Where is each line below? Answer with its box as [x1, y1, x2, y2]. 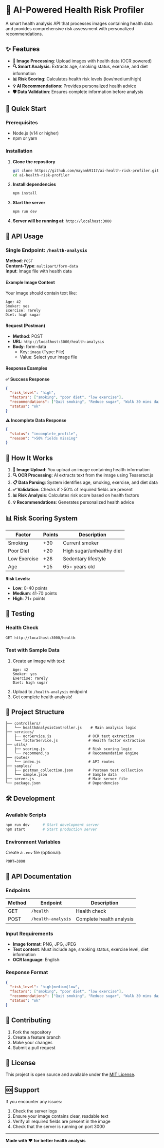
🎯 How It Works [5, 454, 53, 462]
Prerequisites [5, 119, 38, 126]
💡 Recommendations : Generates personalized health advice [12, 499, 134, 505]
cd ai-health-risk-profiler [12, 172, 70, 177]
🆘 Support [5, 1086, 39, 1094]
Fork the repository [12, 1029, 52, 1035]
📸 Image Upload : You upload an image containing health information [12, 467, 150, 473]
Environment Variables [5, 838, 61, 845]
